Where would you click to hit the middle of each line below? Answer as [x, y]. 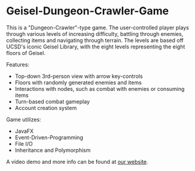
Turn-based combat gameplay [52, 101]
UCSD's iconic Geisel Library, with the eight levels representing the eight [96, 47]
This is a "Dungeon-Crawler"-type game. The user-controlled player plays [98, 28]
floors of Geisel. [26, 53]
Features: [18, 65]
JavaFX [24, 131]
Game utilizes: [24, 119]
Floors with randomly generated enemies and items [78, 83]
